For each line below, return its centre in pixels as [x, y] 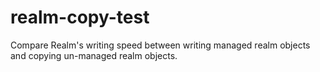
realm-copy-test [80, 17]
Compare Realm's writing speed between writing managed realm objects [160, 45]
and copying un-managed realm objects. [94, 55]
